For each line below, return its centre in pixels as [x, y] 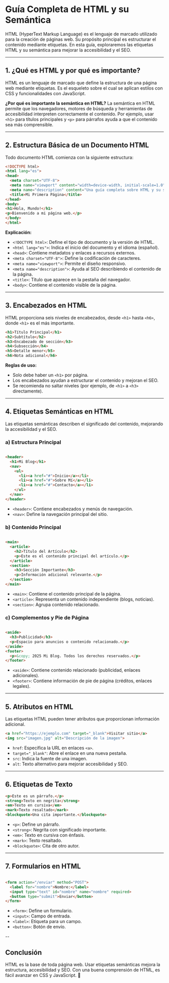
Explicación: [18, 232]
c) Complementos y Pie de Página [47, 617]
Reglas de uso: [21, 365]
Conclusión [24, 953]
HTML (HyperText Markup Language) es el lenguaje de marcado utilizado [81, 34]
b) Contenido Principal [33, 527]
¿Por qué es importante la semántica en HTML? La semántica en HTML [80, 103]
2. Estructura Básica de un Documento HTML [77, 145]
